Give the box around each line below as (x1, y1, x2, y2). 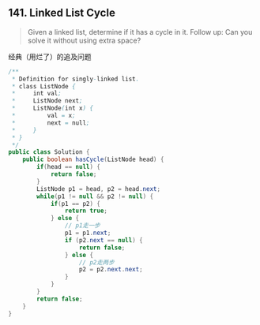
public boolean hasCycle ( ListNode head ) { (22, 155, 164, 164)
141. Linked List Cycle (8, 6, 116, 20)
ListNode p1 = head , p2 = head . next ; (36, 185, 160, 192)
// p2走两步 (78, 258, 115, 267)
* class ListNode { (11, 82, 77, 90)
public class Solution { (8, 148, 90, 156)
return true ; (64, 207, 108, 215)
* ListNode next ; (11, 97, 83, 105)
